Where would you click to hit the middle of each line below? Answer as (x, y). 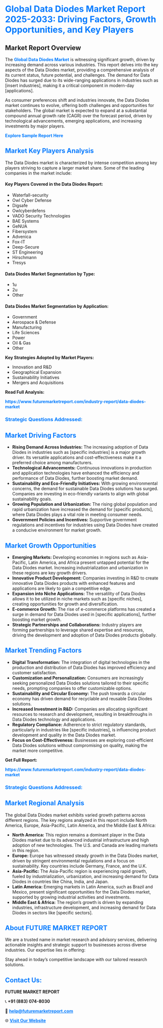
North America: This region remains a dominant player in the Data (78, 835)
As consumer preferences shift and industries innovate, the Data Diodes (77, 100)
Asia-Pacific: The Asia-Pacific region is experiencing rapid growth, (80, 871)
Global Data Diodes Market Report (75, 9)
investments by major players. (35, 126)
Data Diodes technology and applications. (54, 719)
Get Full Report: (21, 760)
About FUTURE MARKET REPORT (56, 928)
